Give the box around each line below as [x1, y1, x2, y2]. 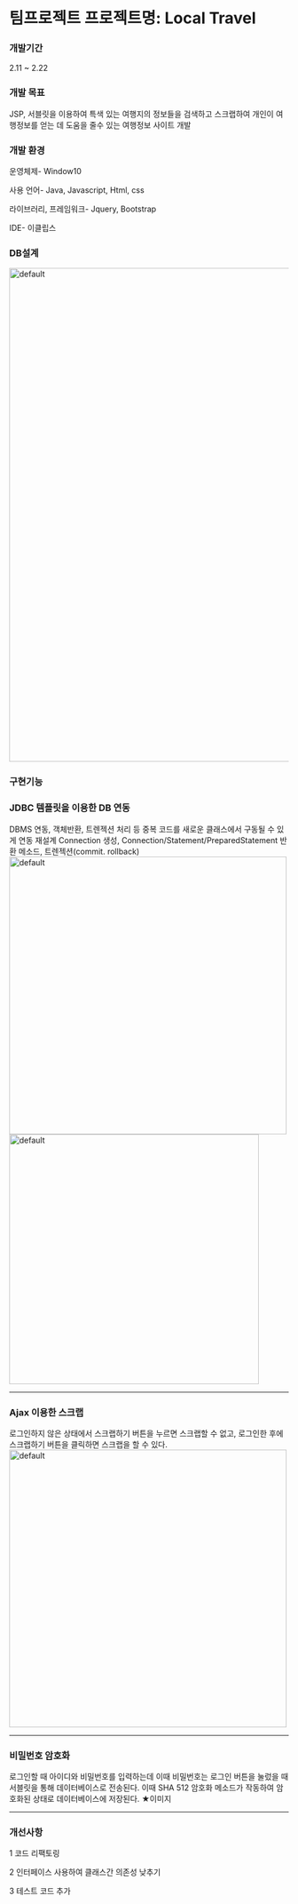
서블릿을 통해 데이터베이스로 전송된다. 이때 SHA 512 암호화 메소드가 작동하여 [9, 1782, 275, 1793]
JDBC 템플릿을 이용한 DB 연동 [9, 801, 130, 814]
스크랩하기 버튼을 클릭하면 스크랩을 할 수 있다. [9, 1438, 169, 1449]
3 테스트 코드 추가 [9, 1885, 71, 1897]
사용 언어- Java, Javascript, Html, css [9, 185, 145, 195]
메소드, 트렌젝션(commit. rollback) [18, 846, 140, 856]
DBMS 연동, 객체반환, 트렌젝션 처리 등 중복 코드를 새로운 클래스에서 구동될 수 [9, 824, 275, 834]
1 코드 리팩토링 [9, 1848, 60, 1859]
